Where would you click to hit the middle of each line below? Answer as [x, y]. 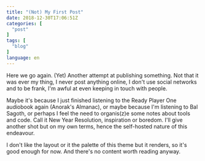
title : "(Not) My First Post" [45, 12]
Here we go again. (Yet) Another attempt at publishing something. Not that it [102, 75]
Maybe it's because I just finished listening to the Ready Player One [91, 100]
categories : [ [25, 23]
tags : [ [16, 41]
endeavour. [21, 133]
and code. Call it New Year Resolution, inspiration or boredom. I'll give [95, 120]
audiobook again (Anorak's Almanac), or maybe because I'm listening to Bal [102, 107]
